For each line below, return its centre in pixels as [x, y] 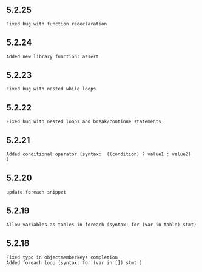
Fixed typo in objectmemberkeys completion [62, 257]
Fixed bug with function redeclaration [57, 24]
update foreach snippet [36, 192]
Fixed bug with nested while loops [51, 89]
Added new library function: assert [52, 56]
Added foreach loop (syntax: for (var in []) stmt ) [74, 263]
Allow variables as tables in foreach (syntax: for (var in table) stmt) [102, 225]
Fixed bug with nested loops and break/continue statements [84, 122]
